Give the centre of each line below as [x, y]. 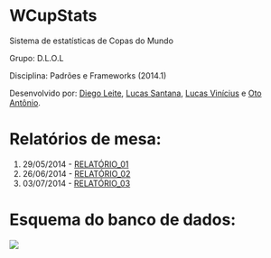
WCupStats [53, 16]
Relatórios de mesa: [85, 139]
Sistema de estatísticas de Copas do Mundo [92, 41]
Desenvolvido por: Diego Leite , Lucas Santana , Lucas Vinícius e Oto [135, 93]
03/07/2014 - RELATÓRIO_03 [76, 183]
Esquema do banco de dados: [123, 220]
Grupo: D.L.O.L [37, 58]
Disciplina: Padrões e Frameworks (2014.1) [88, 75]
